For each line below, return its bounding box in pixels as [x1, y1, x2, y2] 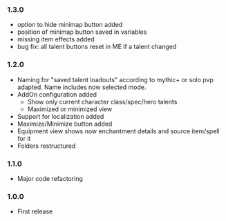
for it [17, 134, 31, 142]
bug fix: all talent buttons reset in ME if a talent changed [17, 43, 177, 51]
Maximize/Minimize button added [17, 119, 113, 128]
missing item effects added [17, 35, 95, 44]
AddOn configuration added [17, 90, 97, 98]
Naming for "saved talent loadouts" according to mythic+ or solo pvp [17, 75, 214, 84]
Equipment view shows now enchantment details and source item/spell [17, 126, 220, 135]
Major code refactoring [17, 174, 83, 182]
